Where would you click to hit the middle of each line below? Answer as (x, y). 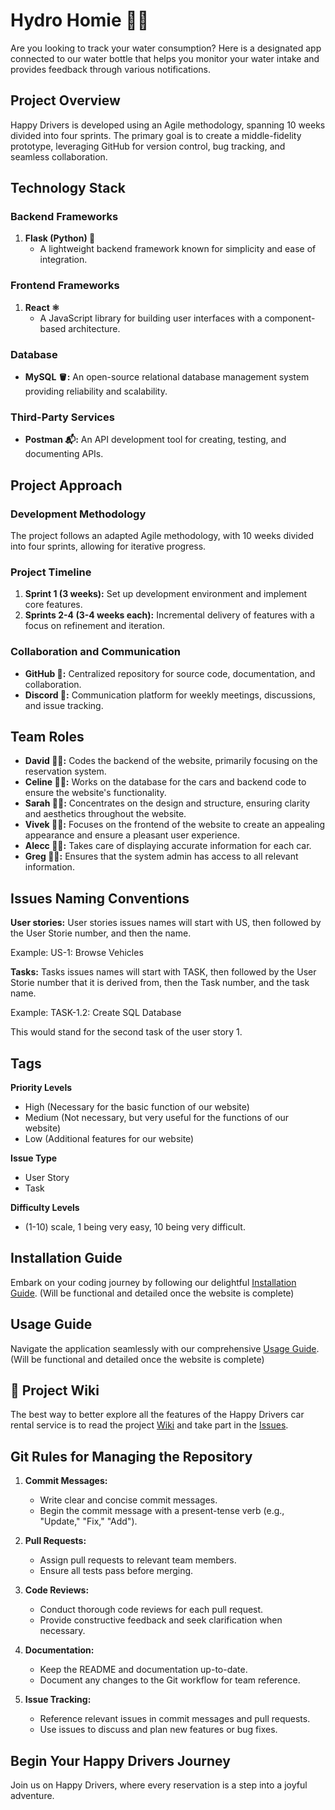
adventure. (32, 1796)
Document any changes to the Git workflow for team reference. (170, 1680)
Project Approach (66, 485)
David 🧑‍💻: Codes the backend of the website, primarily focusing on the (171, 761)
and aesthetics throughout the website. (105, 814)
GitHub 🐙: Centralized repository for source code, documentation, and (170, 673)
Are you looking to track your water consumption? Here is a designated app (166, 48)
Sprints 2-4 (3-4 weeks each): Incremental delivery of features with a (169, 615)
